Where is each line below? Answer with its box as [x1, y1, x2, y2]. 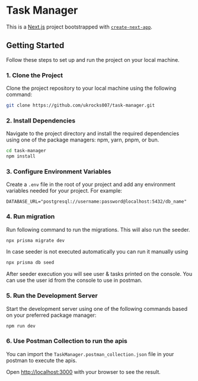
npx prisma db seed [6, 260, 55, 266]
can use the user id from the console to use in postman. [6, 277, 143, 284]
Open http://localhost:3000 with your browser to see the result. [6, 368, 161, 375]
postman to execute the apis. [6, 357, 77, 364]
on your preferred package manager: [6, 311, 97, 319]
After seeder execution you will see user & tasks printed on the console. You [6, 270, 193, 278]
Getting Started [6, 40, 65, 51]
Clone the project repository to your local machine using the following [6, 84, 177, 92]
